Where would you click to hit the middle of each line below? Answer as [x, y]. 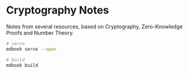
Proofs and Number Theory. [40, 32]
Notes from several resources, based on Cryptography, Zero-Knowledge [94, 26]
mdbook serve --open [32, 49]
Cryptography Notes [58, 10]
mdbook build [22, 65]
